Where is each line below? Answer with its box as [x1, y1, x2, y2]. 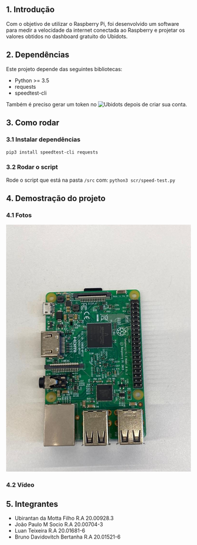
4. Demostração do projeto [6, 193, 106, 203]
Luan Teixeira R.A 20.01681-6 [14, 527, 86, 534]
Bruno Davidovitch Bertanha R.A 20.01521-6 [14, 533, 121, 540]
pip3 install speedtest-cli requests [6, 149, 98, 155]
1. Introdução [6, 5, 55, 15]
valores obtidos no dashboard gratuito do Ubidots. [6, 32, 128, 40]
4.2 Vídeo [6, 481, 35, 489]
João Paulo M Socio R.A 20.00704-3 [14, 521, 104, 528]
